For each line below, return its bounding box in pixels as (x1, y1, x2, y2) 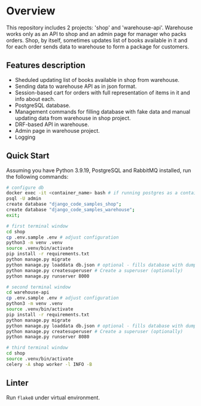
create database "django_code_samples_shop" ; (6, 202, 121, 207)
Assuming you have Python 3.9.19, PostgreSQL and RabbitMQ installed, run (6, 166, 191, 174)
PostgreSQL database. (14, 102, 71, 109)
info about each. (14, 95, 56, 102)
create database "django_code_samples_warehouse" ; (6, 207, 135, 213)
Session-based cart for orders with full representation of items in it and (14, 88, 190, 96)
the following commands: (6, 173, 69, 180)
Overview (6, 4, 56, 18)
